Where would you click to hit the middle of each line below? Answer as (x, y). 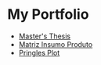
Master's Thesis (45, 36)
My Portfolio (48, 14)
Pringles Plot (39, 52)
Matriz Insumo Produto (56, 44)
